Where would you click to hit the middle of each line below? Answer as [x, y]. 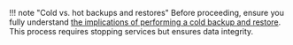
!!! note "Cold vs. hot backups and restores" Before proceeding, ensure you [147, 13]
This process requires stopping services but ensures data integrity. [131, 31]
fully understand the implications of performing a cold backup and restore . [145, 22]
